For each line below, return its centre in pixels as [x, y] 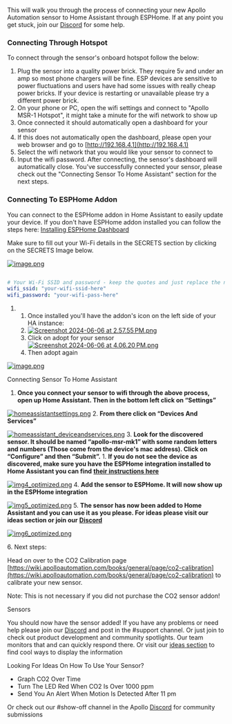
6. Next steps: [27, 547]
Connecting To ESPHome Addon [62, 200]
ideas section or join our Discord [55, 520]
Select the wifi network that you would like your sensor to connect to [115, 152]
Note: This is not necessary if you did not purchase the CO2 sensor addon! [114, 596]
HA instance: [46, 323]
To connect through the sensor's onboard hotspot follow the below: [103, 58]
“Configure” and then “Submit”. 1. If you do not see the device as [103, 457]
